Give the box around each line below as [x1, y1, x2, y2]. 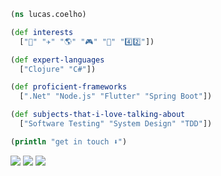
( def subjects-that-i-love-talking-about [10, 110, 186, 120]
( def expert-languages [10, 55, 105, 65]
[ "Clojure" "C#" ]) [19, 64, 97, 74]
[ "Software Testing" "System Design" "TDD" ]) [19, 119, 213, 129]
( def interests [10, 27, 74, 37]
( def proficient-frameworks [10, 82, 128, 92]
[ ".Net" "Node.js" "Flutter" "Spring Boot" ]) [19, 91, 213, 102]
